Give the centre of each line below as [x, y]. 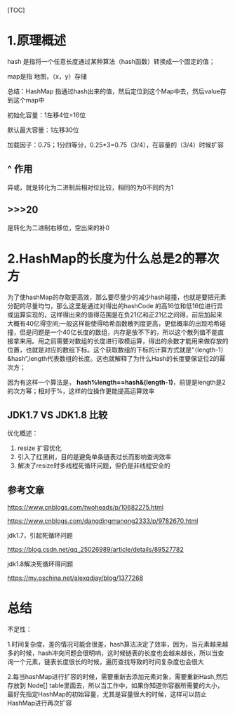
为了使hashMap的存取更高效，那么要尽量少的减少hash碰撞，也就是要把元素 [117, 297]
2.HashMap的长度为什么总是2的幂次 [113, 258]
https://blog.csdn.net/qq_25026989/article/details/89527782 [96, 550]
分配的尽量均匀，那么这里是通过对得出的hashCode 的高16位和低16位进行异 [115, 305]
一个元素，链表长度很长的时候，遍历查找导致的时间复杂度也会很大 [108, 662]
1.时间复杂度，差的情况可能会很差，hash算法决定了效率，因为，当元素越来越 [118, 644]
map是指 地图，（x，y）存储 [47, 76]
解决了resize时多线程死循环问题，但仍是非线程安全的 [94, 465]
